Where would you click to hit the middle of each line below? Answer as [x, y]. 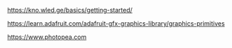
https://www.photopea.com [47, 37]
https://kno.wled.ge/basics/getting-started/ [70, 10]
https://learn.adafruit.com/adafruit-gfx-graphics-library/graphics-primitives [116, 23]
